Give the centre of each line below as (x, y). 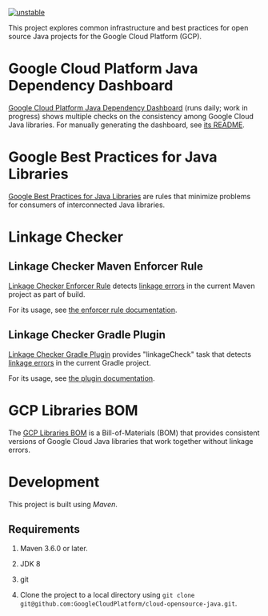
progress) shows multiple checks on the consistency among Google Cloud (131, 116)
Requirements (44, 529)
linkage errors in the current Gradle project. (80, 362)
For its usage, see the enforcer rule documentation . (93, 310)
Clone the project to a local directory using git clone (107, 595)
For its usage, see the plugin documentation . (82, 378)
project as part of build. (47, 294)
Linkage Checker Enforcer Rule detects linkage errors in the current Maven (132, 286)
